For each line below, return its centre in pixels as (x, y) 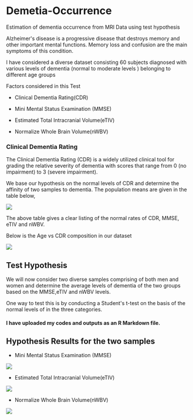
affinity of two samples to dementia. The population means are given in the (97, 189)
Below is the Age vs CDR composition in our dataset (69, 236)
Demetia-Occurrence (59, 11)
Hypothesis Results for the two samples (81, 341)
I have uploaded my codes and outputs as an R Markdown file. (83, 323)
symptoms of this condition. (40, 50)
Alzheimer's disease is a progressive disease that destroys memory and (93, 38)
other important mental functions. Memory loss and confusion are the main (97, 45)
